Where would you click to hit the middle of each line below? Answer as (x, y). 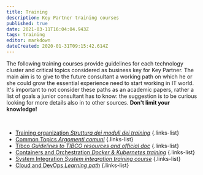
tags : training (26, 35)
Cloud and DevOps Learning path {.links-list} (72, 165)
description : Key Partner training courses (63, 18)
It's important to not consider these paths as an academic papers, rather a (100, 89)
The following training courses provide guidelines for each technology (95, 63)
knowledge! (22, 109)
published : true (27, 23)
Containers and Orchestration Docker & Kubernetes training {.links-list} (105, 152)
